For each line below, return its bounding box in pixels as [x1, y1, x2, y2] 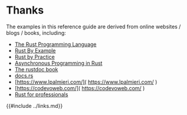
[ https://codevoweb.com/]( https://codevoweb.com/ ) [14, 84, 145, 91]
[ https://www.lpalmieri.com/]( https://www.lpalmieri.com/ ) [14, 78, 158, 86]
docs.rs [14, 72, 34, 79]
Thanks [6, 4, 44, 17]
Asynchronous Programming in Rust [14, 60, 103, 67]
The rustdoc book [14, 65, 58, 73]
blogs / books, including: [6, 29, 66, 36]
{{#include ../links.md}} [6, 102, 63, 109]
